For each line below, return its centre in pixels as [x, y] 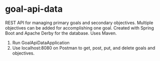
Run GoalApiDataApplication [41, 42]
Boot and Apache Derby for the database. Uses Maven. [61, 33]
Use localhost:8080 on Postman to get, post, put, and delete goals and [84, 48]
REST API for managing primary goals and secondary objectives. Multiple [79, 23]
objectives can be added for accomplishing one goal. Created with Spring [80, 28]
